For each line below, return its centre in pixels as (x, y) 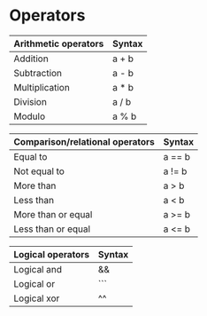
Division (30, 101)
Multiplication (42, 87)
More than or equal (53, 214)
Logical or (34, 283)
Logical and (38, 269)
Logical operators (52, 254)
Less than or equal (52, 229)
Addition (31, 59)
